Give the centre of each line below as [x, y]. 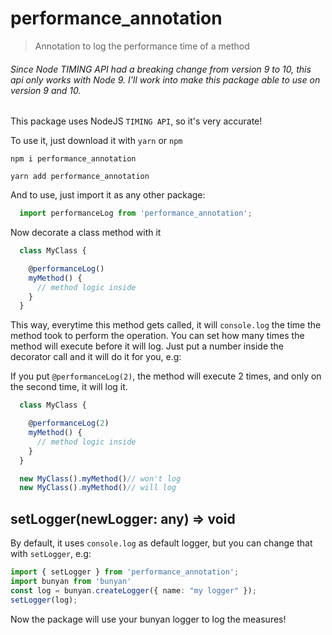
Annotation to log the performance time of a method [142, 46]
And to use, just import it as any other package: [108, 195]
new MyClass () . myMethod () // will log [98, 488]
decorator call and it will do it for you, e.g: [96, 357]
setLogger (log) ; [44, 600]
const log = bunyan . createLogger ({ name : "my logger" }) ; [133, 590]
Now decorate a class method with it [86, 233]
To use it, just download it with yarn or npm [96, 141]
